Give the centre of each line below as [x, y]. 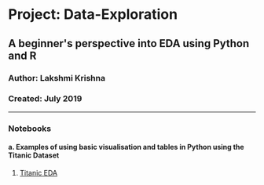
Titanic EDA [38, 172]
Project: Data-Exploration [93, 15]
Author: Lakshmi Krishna [57, 78]
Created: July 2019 [45, 99]
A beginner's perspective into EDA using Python [129, 44]
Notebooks [30, 129]
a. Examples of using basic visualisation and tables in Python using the [126, 147]
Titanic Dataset [34, 155]
